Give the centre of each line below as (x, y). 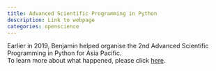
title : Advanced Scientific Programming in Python (82, 13)
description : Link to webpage (51, 20)
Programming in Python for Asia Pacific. (64, 53)
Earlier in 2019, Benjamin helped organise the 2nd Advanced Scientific (108, 46)
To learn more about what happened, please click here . (86, 61)
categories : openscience (43, 26)
